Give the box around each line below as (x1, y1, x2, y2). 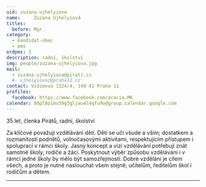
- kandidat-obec (12, 37, 53, 44)
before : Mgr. (12, 26, 45, 32)
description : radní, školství (6, 55, 84, 61)
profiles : (6, 89, 32, 95)
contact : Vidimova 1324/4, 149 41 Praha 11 (6, 83, 120, 90)
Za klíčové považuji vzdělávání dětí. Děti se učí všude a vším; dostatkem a (6, 129, 193, 136)
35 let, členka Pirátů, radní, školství (6, 117, 95, 124)
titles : (6, 20, 26, 26)
